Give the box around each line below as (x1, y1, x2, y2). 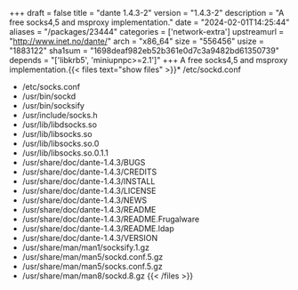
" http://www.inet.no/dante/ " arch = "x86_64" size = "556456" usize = (9, 36, 264, 46)
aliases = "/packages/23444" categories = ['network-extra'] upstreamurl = (9, 27, 285, 36)
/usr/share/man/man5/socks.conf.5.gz (21, 262, 163, 271)
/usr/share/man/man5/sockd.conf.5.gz (21, 252, 164, 262)
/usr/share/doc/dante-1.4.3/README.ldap (21, 223, 175, 234)
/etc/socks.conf (21, 82, 81, 92)
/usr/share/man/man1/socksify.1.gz (21, 242, 149, 253)
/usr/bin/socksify (21, 101, 85, 110)
